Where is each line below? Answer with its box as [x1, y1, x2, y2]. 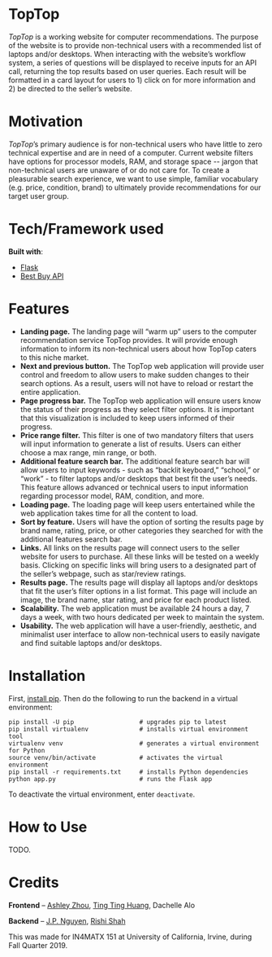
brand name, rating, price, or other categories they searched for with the [19, 525, 264, 535]
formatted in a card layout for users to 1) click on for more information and [8, 75, 256, 85]
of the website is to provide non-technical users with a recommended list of [8, 40, 262, 50]
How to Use [8, 818, 88, 836]
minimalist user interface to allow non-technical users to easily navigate [19, 629, 261, 639]
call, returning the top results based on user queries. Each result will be [8, 66, 247, 76]
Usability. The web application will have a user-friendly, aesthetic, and [19, 621, 257, 630]
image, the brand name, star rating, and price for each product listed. [19, 595, 252, 604]
